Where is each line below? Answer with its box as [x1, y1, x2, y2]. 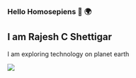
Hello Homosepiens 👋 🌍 [7, 6, 92, 16]
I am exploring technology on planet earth [7, 49, 130, 58]
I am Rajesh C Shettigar [7, 31, 112, 43]
